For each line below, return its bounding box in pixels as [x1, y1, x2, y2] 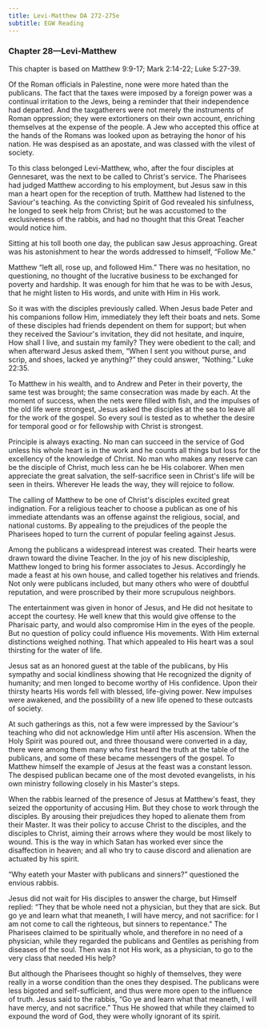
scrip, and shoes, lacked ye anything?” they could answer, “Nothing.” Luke [8, 354, 254, 364]
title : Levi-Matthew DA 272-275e [8, 11, 120, 20]
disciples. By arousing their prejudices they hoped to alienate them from [8, 811, 246, 820]
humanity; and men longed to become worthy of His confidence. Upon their [8, 678, 258, 687]
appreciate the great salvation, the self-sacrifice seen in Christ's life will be [8, 471, 255, 480]
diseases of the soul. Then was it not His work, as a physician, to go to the [8, 944, 254, 954]
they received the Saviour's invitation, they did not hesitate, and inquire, [8, 329, 246, 338]
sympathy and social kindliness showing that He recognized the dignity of [8, 669, 252, 679]
